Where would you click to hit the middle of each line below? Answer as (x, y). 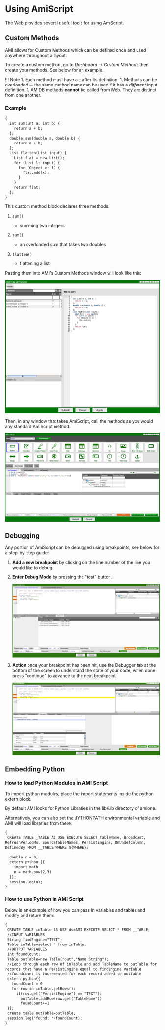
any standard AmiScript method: (38, 426)
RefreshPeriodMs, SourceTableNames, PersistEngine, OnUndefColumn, (76, 843)
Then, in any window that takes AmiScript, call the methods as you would (79, 421)
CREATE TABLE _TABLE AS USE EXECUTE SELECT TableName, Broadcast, (77, 838)
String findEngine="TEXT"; (35, 940)
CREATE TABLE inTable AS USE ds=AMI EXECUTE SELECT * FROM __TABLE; (79, 930)
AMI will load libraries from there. (39, 823)
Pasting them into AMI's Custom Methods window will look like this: (73, 273)
